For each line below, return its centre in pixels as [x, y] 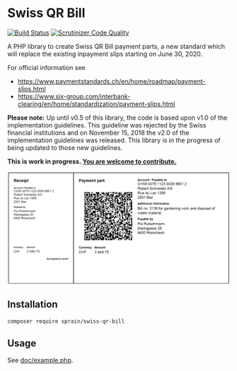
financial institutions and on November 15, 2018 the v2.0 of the [98, 132]
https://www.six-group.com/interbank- [74, 96]
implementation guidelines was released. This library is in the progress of [114, 140]
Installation [33, 304]
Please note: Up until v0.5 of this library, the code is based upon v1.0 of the [117, 118]
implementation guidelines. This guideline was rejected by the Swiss [107, 125]
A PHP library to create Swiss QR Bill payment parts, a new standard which [116, 46]
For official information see [47, 67]
